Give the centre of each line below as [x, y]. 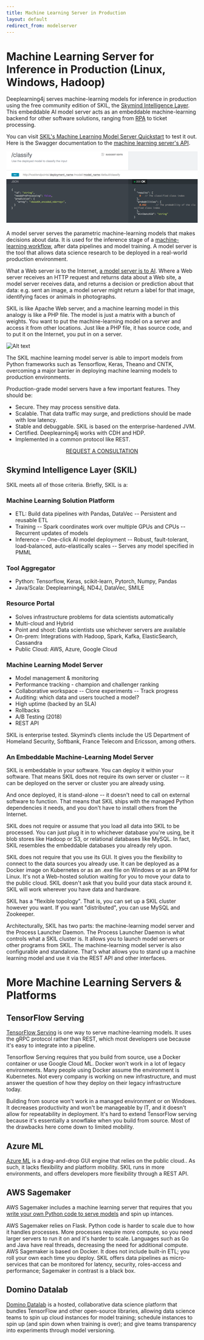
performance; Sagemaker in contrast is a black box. [71, 1270]
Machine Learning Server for [80, 56]
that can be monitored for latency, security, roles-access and [105, 1264]
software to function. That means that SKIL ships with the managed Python [100, 801]
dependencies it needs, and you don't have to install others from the [92, 808]
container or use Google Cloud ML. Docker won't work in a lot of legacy [96, 1064]
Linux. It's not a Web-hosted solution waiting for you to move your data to [98, 877]
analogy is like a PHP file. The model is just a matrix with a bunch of [91, 315]
